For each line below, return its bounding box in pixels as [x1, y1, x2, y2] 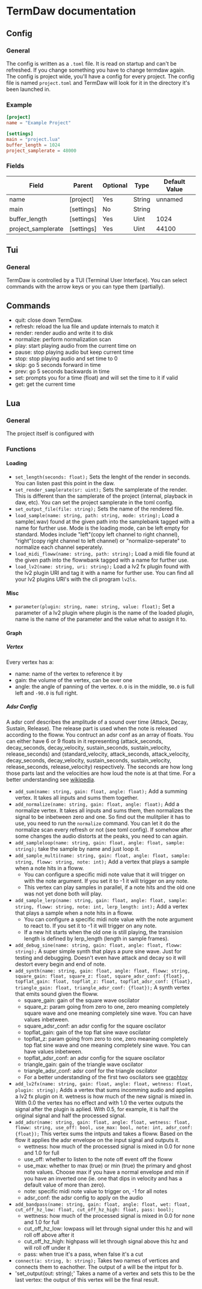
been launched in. [6, 86, 51, 93]
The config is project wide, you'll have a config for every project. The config [6, 72, 195, 80]
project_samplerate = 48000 [6, 148, 77, 154]
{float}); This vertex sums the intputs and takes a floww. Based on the [14, 1130, 193, 1137]
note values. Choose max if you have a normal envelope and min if [23, 1168, 189, 1176]
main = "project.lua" [6, 136, 61, 142]
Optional [102, 181, 128, 189]
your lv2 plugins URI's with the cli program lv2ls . [14, 576, 137, 583]
